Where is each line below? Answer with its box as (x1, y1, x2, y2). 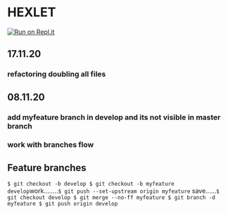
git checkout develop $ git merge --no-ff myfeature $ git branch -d (7, 194, 216, 201)
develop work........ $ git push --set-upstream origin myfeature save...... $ (7, 186, 220, 195)
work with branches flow (7, 140, 94, 150)
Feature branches (7, 162, 87, 174)
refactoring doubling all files (7, 69, 106, 79)
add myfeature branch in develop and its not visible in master (7, 112, 221, 122)
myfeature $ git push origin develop (7, 201, 118, 208)
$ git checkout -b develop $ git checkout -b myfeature (7, 181, 175, 188)
